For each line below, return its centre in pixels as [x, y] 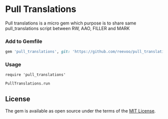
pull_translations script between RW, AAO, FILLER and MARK [67, 28]
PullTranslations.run [28, 83]
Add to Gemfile [24, 41]
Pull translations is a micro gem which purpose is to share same [71, 23]
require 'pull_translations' [35, 75]
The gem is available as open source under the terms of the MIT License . [80, 111]
